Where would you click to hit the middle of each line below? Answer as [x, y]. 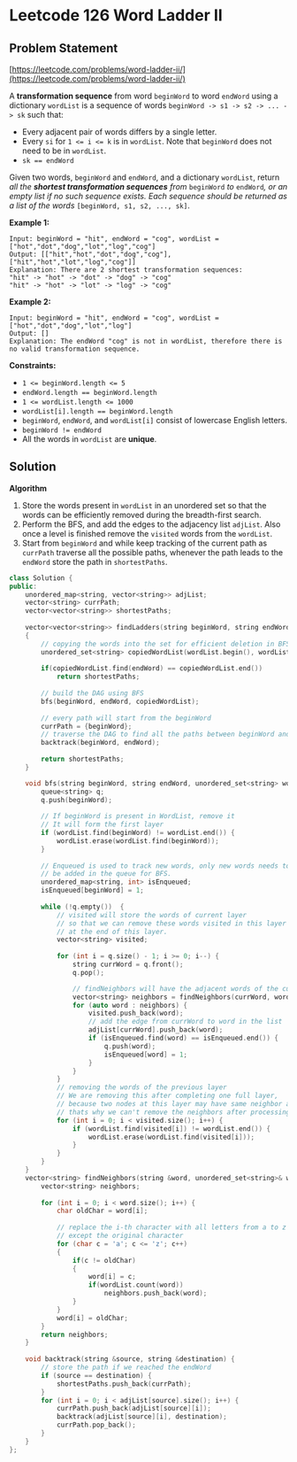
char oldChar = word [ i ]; [102, 1211]
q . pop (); [88, 972]
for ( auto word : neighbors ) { [130, 1005]
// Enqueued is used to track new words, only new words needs [160, 866]
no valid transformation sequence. [75, 349]
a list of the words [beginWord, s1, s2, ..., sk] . [99, 205]
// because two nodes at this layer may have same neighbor [169, 1104]
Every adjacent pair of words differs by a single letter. [119, 132]
